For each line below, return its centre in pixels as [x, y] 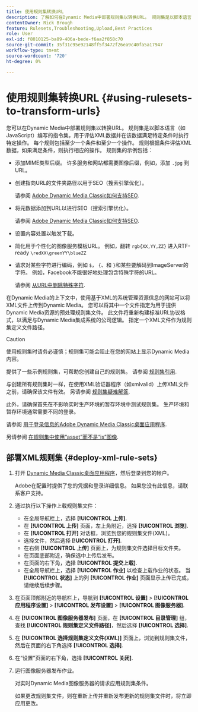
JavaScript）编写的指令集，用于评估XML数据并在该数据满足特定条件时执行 [98, 136]
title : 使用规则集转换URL [35, 12]
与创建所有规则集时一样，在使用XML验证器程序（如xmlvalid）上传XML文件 [98, 385]
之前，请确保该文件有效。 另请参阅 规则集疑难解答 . [68, 392]
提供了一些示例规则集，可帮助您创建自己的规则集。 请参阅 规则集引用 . [91, 371]
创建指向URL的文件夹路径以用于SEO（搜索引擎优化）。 [81, 183]
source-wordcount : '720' [37, 56]
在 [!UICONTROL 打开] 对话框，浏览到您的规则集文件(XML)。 [98, 533]
